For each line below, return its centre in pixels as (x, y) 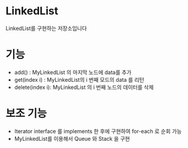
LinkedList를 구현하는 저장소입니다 (46, 28)
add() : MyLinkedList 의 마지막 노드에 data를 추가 (73, 72)
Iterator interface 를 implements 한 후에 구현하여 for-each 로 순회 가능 (98, 131)
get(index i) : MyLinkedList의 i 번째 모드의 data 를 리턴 (79, 79)
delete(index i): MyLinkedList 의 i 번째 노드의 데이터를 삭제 (84, 87)
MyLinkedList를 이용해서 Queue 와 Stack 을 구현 (72, 138)
